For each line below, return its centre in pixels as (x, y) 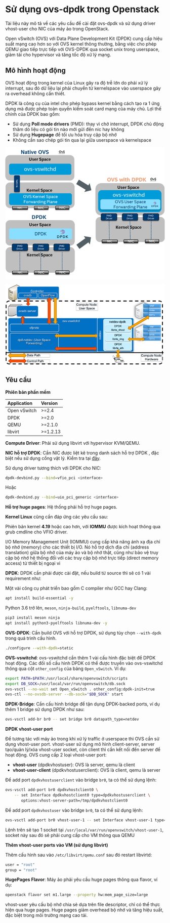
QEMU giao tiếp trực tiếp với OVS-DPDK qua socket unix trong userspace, (82, 49)
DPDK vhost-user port (29, 729)
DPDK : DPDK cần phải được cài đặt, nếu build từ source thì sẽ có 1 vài (78, 573)
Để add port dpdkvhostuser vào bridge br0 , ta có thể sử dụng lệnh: (74, 810)
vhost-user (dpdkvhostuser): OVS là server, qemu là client (74, 765)
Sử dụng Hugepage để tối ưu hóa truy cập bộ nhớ (65, 135)
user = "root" (20, 865)
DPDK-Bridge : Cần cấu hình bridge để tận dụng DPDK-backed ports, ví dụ (83, 704)
